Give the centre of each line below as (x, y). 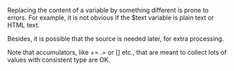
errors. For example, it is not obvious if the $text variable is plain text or (111, 18)
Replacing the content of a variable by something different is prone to (108, 10)
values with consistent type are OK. (59, 60)
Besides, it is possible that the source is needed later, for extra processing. (116, 39)
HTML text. (24, 25)
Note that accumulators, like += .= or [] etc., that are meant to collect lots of (117, 52)
